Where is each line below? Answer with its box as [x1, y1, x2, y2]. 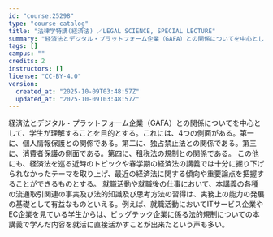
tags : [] [8, 42, 38, 50]
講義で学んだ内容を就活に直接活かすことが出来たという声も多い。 [8, 220, 229, 230]
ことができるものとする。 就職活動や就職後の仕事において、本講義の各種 [15, 179, 259, 189]
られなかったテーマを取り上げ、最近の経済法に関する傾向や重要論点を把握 [8, 169, 258, 179]
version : [8, 80, 38, 88]
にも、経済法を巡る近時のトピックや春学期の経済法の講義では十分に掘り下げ [8, 159, 265, 169]
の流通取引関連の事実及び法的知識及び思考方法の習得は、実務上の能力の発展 [8, 189, 265, 199]
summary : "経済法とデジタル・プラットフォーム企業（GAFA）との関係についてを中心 [8, 34, 253, 43]
